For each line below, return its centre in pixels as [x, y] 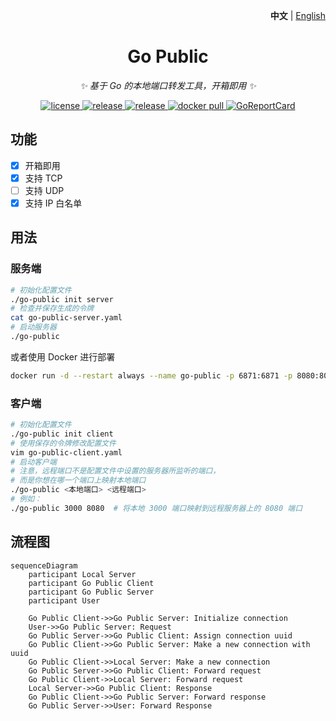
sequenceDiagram [44, 565]
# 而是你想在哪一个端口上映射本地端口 [78, 480]
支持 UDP [44, 190]
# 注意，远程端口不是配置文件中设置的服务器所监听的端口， [115, 471]
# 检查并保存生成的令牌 [52, 309]
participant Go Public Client [91, 583]
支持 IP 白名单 [53, 203]
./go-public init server [62, 299]
